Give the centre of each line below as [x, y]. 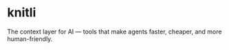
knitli [22, 13]
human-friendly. [30, 38]
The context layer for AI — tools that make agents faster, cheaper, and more [115, 32]
